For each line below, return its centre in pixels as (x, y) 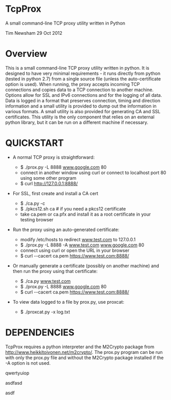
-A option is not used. (28, 363)
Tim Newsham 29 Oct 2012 (34, 33)
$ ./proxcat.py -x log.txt (45, 312)
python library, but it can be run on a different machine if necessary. (77, 122)
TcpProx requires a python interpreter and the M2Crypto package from (80, 347)
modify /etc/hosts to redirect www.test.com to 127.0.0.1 (78, 239)
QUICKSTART (34, 143)
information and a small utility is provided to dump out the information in (81, 106)
